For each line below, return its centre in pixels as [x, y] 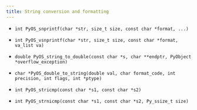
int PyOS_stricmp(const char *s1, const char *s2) [78, 90]
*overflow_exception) [41, 62]
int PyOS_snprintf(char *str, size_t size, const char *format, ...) [102, 29]
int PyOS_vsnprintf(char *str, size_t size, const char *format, [96, 40]
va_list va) [29, 45]
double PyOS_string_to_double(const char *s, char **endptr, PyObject [103, 56]
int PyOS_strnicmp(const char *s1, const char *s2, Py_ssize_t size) [102, 101]
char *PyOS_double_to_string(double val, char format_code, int [95, 73]
